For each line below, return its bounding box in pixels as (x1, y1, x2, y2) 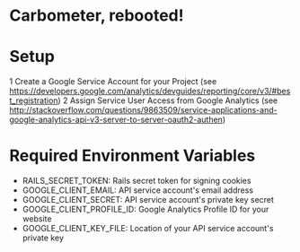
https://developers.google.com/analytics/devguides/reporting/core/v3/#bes (9, 86, 291, 97)
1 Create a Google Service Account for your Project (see (9, 76, 217, 87)
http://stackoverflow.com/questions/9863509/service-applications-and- (9, 105, 278, 116)
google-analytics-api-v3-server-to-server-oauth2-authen (9, 114, 223, 126)
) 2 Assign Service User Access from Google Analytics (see (57, 95, 278, 106)
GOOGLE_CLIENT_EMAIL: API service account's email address (22, 185, 254, 196)
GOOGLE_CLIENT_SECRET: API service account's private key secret (22, 195, 274, 205)
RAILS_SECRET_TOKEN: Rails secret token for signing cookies (22, 176, 251, 187)
